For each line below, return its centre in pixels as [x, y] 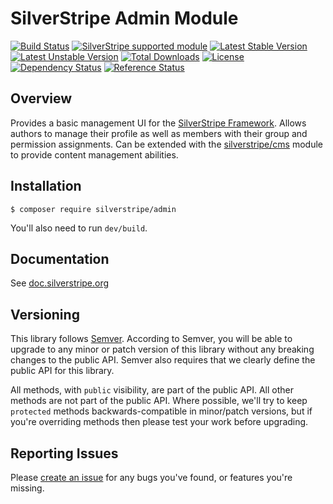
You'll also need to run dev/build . [79, 228]
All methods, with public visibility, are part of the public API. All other [152, 390]
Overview [41, 98]
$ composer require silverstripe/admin [93, 209]
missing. [27, 488]
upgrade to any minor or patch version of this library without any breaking [162, 349]
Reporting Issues [64, 453]
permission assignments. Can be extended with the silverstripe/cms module [166, 144]
